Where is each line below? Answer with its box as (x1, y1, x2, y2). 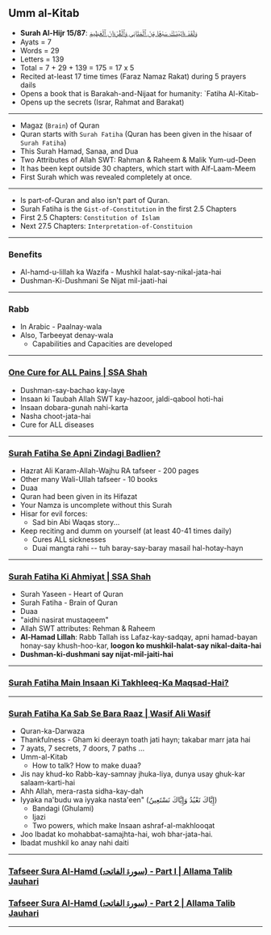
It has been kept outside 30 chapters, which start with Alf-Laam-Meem (19, 163, 256, 173)
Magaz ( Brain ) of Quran (19, 121, 100, 130)
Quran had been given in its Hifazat (19, 492, 138, 501)
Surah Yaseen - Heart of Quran (19, 590, 123, 599)
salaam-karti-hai (19, 777, 75, 787)
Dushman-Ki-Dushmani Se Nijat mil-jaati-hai (19, 276, 168, 286)
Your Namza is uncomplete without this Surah (19, 501, 173, 510)
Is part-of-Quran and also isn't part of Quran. (19, 195, 170, 205)
